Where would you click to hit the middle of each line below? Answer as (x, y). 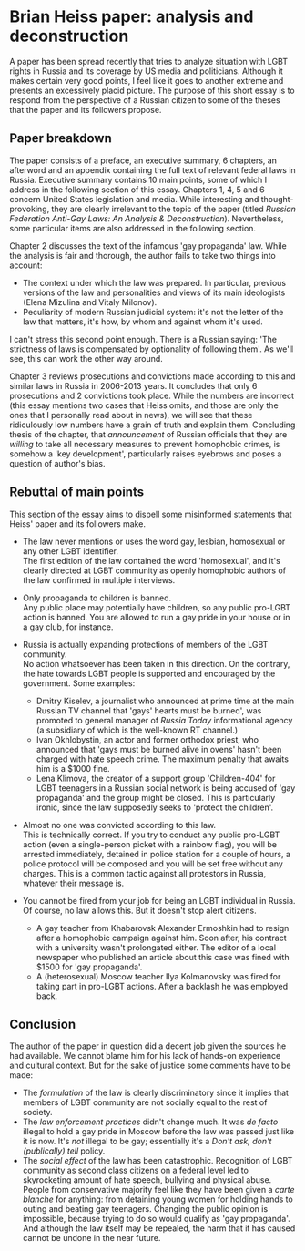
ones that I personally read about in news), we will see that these (131, 415)
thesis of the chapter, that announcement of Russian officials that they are (148, 434)
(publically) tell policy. (64, 1151)
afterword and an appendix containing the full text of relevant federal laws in (152, 169)
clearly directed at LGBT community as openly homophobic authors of (154, 570)
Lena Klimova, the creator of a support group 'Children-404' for (156, 778)
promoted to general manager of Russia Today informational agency (164, 720)
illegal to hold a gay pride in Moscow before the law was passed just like (158, 1132)
